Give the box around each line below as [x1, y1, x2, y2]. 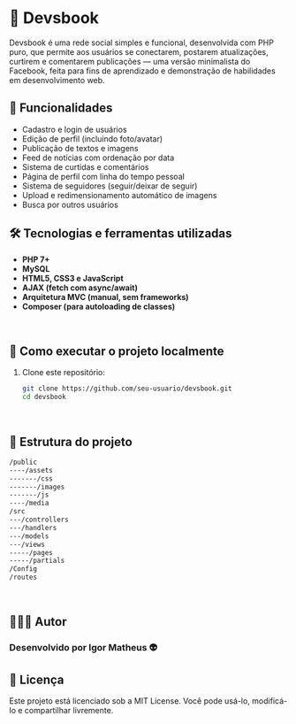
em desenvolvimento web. [9, 74, 105, 85]
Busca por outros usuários [21, 199, 119, 210]
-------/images [9, 482, 65, 491]
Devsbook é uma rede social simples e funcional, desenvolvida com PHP [9, 37, 274, 48]
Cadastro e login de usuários [21, 124, 127, 135]
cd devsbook [21, 393, 66, 402]
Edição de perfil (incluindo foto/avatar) [21, 133, 163, 144]
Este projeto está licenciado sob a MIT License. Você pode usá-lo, [9, 696, 250, 706]
